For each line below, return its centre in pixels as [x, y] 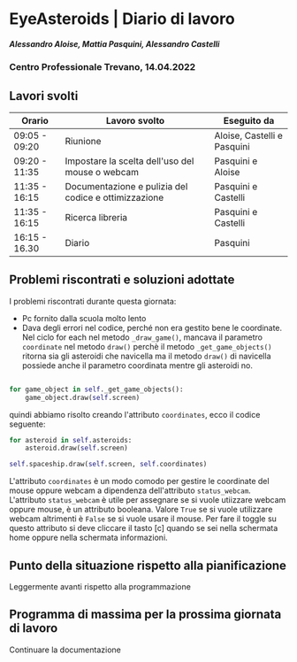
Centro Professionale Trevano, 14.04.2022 [103, 67]
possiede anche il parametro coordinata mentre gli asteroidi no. [137, 365]
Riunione [83, 141]
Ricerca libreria [96, 217]
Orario [35, 120]
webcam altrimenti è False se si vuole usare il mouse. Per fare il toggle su [143, 519]
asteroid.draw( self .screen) [76, 448]
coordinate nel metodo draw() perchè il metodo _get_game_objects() [147, 346]
